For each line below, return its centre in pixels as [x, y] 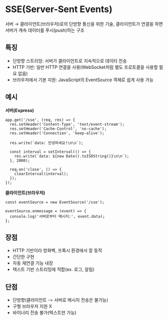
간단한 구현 [23, 257]
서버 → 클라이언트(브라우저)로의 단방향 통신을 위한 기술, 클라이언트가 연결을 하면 [84, 24]
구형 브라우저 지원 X [32, 306]
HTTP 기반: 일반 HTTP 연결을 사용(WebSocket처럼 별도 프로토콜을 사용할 [85, 67]
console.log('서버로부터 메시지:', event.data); [57, 216]
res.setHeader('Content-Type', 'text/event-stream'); [67, 124]
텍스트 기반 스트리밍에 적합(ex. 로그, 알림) [53, 270]
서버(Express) [20, 110]
